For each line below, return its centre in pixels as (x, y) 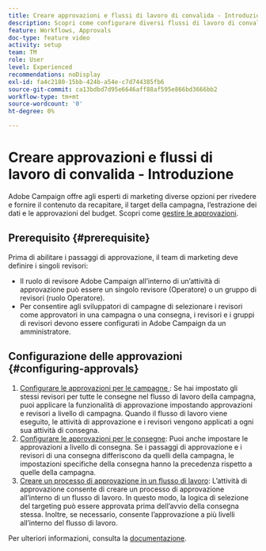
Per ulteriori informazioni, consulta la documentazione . (98, 538)
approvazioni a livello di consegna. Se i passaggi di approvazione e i (131, 447)
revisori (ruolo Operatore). (62, 297)
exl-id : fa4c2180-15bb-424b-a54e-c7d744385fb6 (86, 82)
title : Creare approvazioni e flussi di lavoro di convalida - (115, 15)
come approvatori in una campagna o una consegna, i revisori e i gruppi (137, 315)
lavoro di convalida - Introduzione (121, 174)
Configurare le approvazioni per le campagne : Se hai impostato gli (129, 388)
